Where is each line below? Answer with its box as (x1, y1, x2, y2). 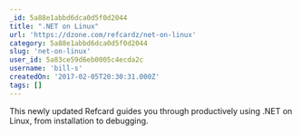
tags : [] (9, 81, 43, 90)
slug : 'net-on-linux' (9, 47, 92, 56)
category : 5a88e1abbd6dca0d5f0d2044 (9, 38, 148, 48)
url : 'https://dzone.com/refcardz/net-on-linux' (9, 30, 197, 39)
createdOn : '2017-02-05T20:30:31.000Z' (9, 72, 160, 82)
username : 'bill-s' (9, 64, 83, 73)
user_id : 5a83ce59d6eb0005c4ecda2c (9, 55, 144, 64)
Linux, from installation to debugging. (9, 115, 149, 126)
